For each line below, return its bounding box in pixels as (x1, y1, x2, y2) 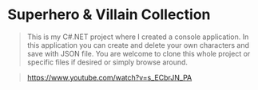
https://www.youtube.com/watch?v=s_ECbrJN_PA (26, 72, 193, 82)
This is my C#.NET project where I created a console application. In (26, 32, 249, 41)
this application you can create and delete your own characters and (26, 40, 249, 49)
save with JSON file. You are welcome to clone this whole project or (26, 49, 251, 58)
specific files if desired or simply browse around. (26, 57, 189, 67)
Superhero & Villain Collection (7, 6, 211, 24)
